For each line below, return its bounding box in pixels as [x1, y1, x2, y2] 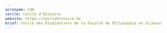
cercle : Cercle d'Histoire [5, 12, 61, 16]
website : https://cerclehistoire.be [5, 16, 81, 21]
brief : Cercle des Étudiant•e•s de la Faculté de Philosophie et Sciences [5, 20, 164, 26]
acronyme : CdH [5, 7, 35, 12]
